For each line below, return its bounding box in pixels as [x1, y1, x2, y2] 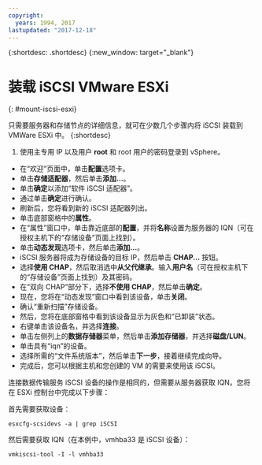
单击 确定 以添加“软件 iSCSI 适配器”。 [19, 184, 138, 193]
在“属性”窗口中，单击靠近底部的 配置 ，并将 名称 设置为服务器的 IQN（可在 [19, 223, 254, 232]
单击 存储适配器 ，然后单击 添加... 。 [19, 174, 131, 184]
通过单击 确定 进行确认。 [19, 194, 96, 203]
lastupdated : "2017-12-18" [8, 26, 97, 34]
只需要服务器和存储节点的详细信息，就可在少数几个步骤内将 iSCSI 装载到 [8, 121, 244, 130]
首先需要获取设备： [8, 404, 71, 414]
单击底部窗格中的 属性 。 [19, 214, 96, 223]
